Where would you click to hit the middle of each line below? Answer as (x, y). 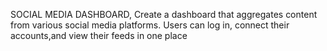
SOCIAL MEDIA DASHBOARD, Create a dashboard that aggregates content (164, 14)
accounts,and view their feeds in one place (99, 35)
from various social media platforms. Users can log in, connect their (150, 25)
